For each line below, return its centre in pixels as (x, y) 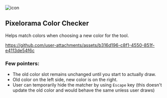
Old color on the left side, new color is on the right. (65, 79)
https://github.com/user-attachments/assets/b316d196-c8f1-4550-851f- (80, 45)
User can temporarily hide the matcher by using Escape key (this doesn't (87, 85)
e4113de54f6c (20, 50)
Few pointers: (22, 63)
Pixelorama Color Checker (47, 23)
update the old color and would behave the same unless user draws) (83, 90)
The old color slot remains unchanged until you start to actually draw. (84, 74)
